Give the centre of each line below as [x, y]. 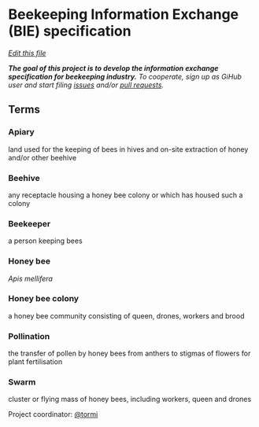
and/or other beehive [43, 157]
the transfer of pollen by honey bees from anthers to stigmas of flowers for [129, 353]
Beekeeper [30, 223]
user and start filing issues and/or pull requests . [86, 85]
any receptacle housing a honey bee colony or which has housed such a [126, 195]
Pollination [29, 336]
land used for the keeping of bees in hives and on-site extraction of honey [128, 149]
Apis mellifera [30, 278]
